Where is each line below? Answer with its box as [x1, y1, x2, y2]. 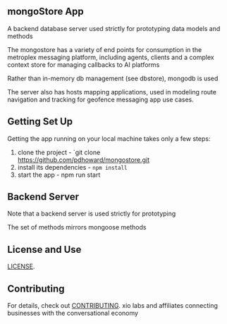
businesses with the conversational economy [7, 309, 139, 318]
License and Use [7, 243, 82, 256]
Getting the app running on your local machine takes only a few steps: [7, 134, 211, 143]
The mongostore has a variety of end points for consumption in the [7, 45, 202, 54]
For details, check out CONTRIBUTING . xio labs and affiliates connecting [7, 301, 219, 310]
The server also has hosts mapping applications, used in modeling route [7, 87, 217, 96]
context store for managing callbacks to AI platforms [7, 60, 160, 69]
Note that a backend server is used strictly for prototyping [7, 209, 176, 218]
